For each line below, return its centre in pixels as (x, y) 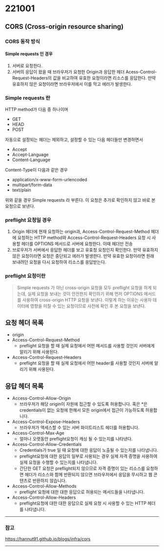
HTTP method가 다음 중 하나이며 (37, 109)
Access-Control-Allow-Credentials (47, 445)
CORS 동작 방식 (23, 41)
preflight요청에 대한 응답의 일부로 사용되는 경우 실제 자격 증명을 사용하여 (88, 456)
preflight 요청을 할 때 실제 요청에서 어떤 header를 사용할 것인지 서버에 (86, 363)
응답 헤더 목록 (24, 386)
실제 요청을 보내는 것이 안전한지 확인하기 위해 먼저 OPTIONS (85, 294)
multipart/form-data (32, 185)
